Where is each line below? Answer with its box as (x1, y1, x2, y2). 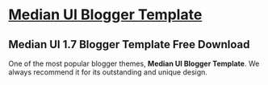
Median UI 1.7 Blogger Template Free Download (8, 38, 250, 51)
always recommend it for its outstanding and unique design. (8, 67, 208, 77)
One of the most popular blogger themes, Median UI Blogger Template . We (8, 59, 260, 68)
